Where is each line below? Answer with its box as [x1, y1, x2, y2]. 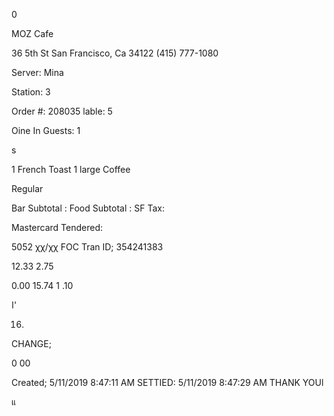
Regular [11, 183, 44, 194]
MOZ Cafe [11, 28, 54, 39]
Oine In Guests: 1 [11, 125, 81, 136]
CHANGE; [11, 338, 52, 349]
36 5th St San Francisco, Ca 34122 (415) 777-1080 [11, 47, 219, 59]
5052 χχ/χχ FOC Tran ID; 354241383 [11, 241, 164, 253]
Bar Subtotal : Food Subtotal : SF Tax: [11, 202, 165, 214]
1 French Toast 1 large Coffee [11, 164, 131, 175]
